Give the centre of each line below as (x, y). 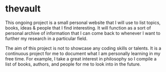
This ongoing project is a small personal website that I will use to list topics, (83, 22)
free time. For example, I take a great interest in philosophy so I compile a (81, 58)
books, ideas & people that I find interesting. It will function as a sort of (78, 27)
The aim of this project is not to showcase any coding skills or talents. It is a (83, 48)
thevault (23, 9)
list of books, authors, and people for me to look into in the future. (73, 64)
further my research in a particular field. (46, 38)
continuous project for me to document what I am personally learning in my (83, 53)
